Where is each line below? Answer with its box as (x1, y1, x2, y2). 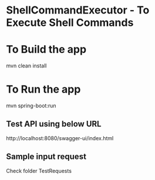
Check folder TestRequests (6, 167, 72, 174)
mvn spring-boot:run (6, 102, 56, 109)
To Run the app (6, 83, 81, 96)
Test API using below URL (6, 119, 102, 129)
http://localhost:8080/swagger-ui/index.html (6, 134, 114, 141)
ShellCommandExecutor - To (6, 4, 150, 17)
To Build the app (6, 43, 87, 56)
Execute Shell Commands (6, 16, 134, 29)
